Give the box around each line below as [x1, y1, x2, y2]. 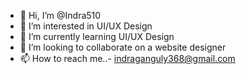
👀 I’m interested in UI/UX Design [19, 20, 153, 32]
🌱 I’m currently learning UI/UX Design [19, 31, 175, 42]
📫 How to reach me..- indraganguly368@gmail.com [19, 53, 236, 64]
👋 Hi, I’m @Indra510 [19, 10, 102, 21]
